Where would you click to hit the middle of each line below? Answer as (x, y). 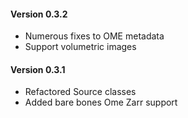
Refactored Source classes (80, 92)
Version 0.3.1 (38, 69)
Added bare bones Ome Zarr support (101, 102)
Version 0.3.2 (39, 14)
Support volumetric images (80, 47)
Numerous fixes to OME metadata (94, 36)
